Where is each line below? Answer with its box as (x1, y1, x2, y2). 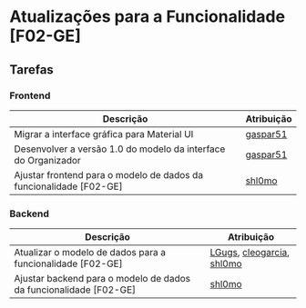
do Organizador (14, 154, 82, 166)
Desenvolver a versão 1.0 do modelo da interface (14, 143, 226, 155)
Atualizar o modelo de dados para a (14, 246, 167, 259)
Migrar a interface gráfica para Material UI (14, 127, 194, 140)
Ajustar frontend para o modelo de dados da (14, 168, 203, 181)
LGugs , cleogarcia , (209, 246, 290, 259)
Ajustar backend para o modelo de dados (14, 273, 191, 285)
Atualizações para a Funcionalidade (9, 6, 285, 27)
